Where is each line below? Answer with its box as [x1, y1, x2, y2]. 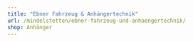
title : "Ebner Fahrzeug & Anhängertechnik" [7, 10, 139, 18]
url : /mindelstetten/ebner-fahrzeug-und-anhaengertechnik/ [7, 17, 187, 24]
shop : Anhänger [7, 23, 53, 31]
